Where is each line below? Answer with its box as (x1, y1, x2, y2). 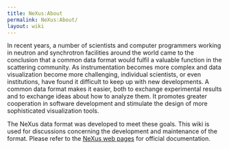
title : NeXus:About (7, 10, 63, 17)
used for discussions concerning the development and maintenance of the (7, 127, 218, 135)
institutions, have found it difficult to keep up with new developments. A (7, 78, 209, 86)
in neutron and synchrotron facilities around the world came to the (7, 49, 194, 57)
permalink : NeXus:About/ (7, 16, 78, 23)
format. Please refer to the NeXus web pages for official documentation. (7, 135, 211, 143)
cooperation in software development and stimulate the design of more (7, 100, 208, 108)
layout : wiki (7, 23, 45, 29)
